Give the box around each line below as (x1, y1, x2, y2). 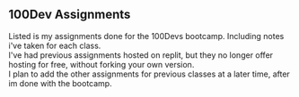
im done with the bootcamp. (8, 77, 113, 88)
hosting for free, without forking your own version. (8, 59, 195, 69)
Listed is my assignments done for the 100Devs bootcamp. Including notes (8, 30, 285, 41)
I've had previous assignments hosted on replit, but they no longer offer (8, 49, 274, 61)
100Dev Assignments (8, 7, 131, 22)
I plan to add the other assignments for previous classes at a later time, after (8, 69, 291, 79)
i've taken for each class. (8, 40, 101, 51)
